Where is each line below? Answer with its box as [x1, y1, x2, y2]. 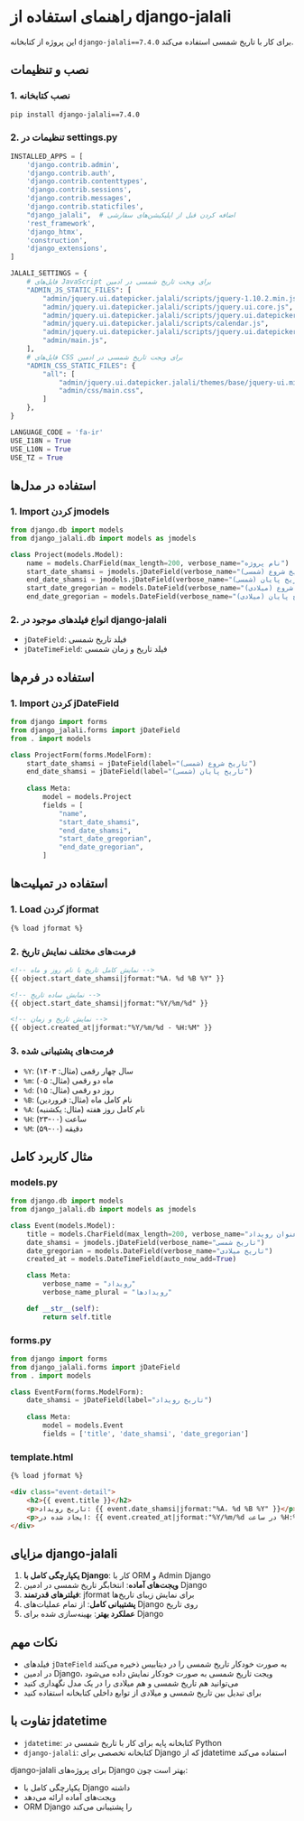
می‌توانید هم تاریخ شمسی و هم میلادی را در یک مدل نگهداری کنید [23, 1677, 239, 1689]
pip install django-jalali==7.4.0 [10, 110, 141, 119]
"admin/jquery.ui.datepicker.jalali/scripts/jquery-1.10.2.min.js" [42, 293, 301, 303]
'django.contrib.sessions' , [26, 185, 132, 195]
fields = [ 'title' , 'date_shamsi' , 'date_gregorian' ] [42, 1429, 249, 1438]
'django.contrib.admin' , [26, 160, 120, 169]
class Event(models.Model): [10, 1221, 116, 1230]
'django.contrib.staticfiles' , [26, 202, 144, 211]
